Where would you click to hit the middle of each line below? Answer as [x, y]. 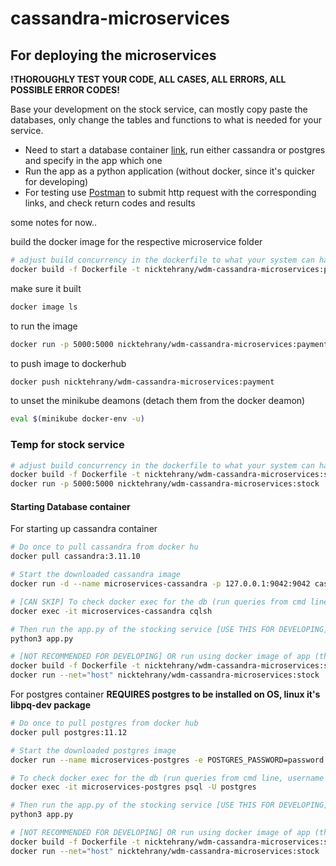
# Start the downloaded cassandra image [96, 575]
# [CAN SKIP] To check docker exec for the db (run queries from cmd [158, 602]
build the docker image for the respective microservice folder [136, 241]
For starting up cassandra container [84, 529]
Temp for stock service [67, 445]
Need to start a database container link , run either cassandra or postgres [175, 150]
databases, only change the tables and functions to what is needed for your [166, 120]
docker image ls [44, 307]
